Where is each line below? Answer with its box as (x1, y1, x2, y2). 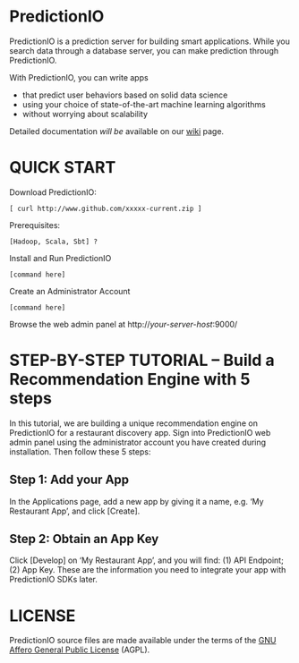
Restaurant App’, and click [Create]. (9, 506, 141, 516)
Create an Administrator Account (9, 285, 131, 296)
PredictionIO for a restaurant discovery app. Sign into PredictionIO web (9, 427, 271, 438)
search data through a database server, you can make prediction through (9, 45, 279, 55)
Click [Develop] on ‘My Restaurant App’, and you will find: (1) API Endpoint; (9, 555, 284, 565)
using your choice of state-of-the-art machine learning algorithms (21, 98, 266, 109)
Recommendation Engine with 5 (9, 370, 251, 390)
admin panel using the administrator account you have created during (9, 437, 267, 447)
